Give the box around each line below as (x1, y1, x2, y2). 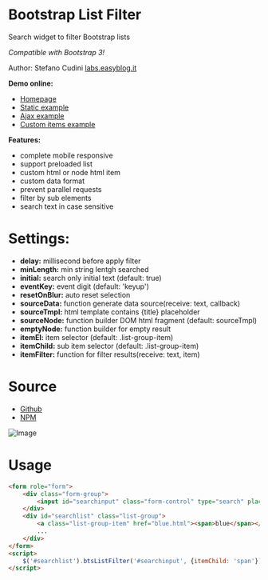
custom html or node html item (19, 167, 121, 177)
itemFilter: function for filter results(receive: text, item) (19, 350, 201, 359)
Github (19, 404, 42, 414)
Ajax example (19, 110, 65, 121)
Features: (8, 134, 41, 145)
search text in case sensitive (19, 202, 114, 211)
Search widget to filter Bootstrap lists (8, 32, 130, 42)
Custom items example (19, 119, 96, 129)
